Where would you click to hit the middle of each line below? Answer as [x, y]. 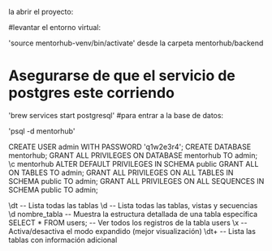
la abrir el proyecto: [41, 12]
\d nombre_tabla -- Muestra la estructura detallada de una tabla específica [133, 214]
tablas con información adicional [63, 240]
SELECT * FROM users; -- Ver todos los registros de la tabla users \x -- [128, 223]
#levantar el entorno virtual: [55, 27]
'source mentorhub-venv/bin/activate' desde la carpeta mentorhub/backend [136, 43]
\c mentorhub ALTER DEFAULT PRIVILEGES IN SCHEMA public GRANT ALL [134, 164]
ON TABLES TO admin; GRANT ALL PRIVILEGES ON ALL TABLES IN [121, 172]
